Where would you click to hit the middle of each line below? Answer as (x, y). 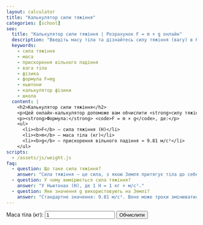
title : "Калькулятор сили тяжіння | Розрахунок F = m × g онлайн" (97, 34)
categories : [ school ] (34, 23)
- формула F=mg (36, 79)
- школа (27, 96)
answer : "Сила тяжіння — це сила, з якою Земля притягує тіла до (101, 175)
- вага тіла (32, 68)
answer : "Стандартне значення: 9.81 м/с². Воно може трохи (93, 197)
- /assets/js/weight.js (41, 157)
